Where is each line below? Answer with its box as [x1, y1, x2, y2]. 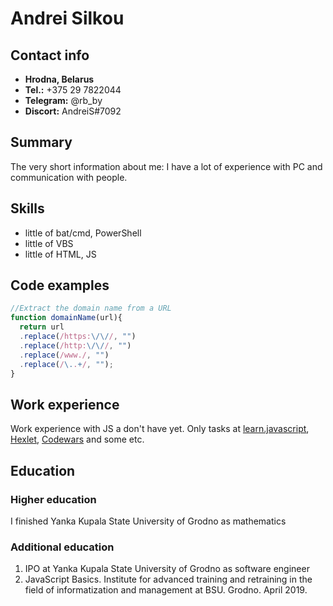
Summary [10, 134, 73, 151]
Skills [10, 200, 45, 217]
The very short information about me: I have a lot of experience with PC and [10, 160, 323, 172]
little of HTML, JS [24, 248, 97, 260]
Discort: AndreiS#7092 [24, 105, 122, 117]
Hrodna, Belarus [24, 73, 95, 85]
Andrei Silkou [10, 7, 125, 30]
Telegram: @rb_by [24, 95, 103, 106]
